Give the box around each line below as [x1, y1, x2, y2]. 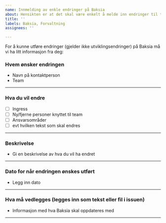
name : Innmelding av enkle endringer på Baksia [5, 7, 105, 12]
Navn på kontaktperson [12, 72, 60, 78]
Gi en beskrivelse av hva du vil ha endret [12, 151, 95, 157]
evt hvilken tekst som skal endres [12, 122, 81, 129]
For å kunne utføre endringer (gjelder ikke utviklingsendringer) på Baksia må [5, 44, 161, 49]
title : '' [5, 16, 26, 21]
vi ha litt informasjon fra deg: [5, 49, 64, 55]
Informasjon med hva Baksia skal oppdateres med [12, 207, 115, 213]
